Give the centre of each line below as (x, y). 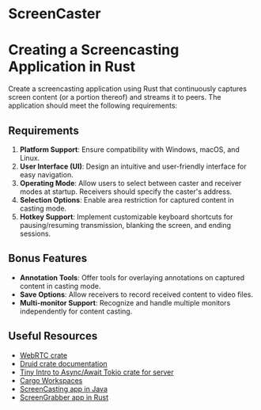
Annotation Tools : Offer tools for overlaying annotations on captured (132, 277)
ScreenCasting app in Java (64, 389)
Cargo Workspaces (51, 380)
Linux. (30, 158)
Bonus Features (48, 258)
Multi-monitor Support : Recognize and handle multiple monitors (125, 302)
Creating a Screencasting (94, 50)
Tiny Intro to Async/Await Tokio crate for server (96, 372)
